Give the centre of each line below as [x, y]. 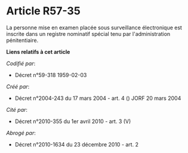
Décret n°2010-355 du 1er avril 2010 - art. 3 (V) [73, 121]
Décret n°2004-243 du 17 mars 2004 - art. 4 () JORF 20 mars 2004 [98, 98]
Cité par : [17, 109]
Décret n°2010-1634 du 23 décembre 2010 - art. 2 [77, 144]
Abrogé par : [21, 133]
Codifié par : [21, 63]
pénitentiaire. [22, 40]
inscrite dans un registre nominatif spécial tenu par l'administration [88, 33]
